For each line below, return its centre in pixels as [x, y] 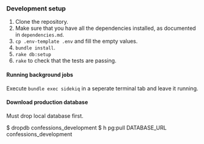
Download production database [47, 103]
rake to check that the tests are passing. [66, 61]
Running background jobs [40, 74]
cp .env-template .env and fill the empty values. [76, 41]
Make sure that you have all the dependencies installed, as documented [106, 28]
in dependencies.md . [39, 35]
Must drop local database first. [45, 116]
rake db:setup [33, 55]
